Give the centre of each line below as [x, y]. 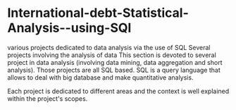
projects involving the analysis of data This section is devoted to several [112, 55]
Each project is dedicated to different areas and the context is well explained [118, 91]
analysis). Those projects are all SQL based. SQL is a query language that [114, 70]
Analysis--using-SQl [69, 28]
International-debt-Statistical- [98, 13]
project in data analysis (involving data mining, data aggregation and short [115, 62]
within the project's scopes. [48, 98]
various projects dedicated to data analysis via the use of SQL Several [109, 47]
